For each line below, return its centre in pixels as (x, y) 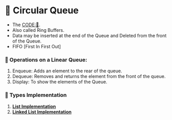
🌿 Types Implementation (36, 95)
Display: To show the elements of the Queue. (60, 82)
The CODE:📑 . (26, 25)
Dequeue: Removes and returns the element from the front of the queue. (89, 76)
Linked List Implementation (42, 112)
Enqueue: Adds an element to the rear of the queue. (67, 71)
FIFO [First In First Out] (36, 46)
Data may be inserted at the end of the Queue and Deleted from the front (89, 35)
